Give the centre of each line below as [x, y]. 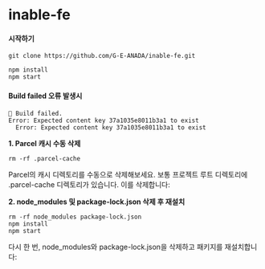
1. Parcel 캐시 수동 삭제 [45, 143]
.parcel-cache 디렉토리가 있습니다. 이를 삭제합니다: [89, 184]
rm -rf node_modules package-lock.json [75, 217]
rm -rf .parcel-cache [45, 158]
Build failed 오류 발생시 [45, 96]
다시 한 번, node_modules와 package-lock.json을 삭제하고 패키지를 [116, 247]
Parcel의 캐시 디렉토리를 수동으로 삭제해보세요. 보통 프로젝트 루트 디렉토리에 [128, 174]
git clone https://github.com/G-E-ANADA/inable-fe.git [102, 56]
